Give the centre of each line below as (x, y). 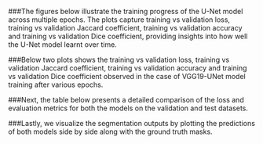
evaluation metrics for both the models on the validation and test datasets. (128, 108)
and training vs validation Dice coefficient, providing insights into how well (128, 36)
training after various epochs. (56, 85)
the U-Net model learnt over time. (63, 45)
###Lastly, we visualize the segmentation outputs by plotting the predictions (131, 123)
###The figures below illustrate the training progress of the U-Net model (126, 11)
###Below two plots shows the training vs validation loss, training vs (119, 59)
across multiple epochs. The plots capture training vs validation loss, (119, 20)
